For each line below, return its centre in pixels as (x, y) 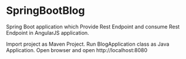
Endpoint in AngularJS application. (48, 32)
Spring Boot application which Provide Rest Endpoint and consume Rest (93, 27)
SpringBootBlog (45, 11)
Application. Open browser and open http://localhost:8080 (77, 50)
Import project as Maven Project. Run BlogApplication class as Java (88, 44)
